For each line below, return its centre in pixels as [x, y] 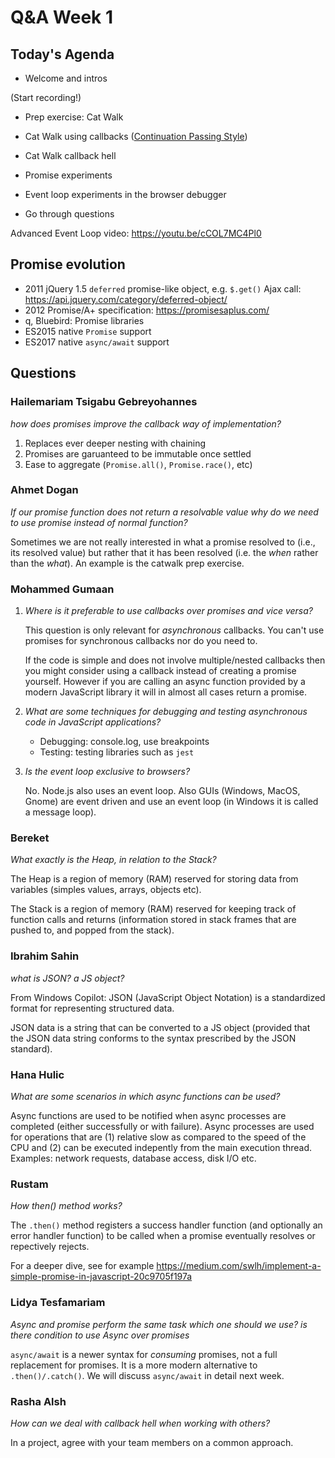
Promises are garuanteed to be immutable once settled [138, 453]
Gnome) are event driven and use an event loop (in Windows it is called [171, 802]
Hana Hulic [37, 1074]
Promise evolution [68, 264]
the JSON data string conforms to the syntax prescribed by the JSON [153, 1038]
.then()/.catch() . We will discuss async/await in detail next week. [147, 1375]
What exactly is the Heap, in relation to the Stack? [113, 860]
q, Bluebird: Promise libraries [84, 320]
